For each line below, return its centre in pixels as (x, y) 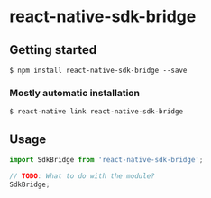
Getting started (53, 50)
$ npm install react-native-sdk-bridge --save (98, 70)
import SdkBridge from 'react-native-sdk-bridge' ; (106, 160)
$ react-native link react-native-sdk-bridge (96, 112)
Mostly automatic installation (75, 93)
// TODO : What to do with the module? (82, 176)
